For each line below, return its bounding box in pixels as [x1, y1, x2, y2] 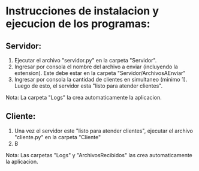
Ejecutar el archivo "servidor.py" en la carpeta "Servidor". [14, 57, 157, 64]
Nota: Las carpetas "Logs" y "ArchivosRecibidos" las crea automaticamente [5, 151, 193, 158]
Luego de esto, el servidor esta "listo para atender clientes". [14, 82, 163, 89]
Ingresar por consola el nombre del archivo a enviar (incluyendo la [14, 63, 178, 70]
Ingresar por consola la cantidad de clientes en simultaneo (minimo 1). [14, 76, 188, 83]
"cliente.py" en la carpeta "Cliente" [14, 133, 101, 140]
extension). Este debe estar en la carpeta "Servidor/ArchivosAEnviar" [14, 70, 186, 76]
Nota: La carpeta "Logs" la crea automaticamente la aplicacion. [5, 94, 162, 101]
